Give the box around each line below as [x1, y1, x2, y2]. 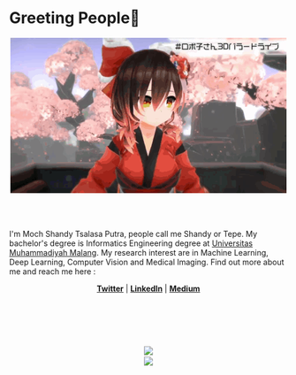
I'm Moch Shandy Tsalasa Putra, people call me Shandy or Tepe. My [9, 228, 258, 239]
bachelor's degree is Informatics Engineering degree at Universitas [9, 238, 254, 249]
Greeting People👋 [9, 8, 140, 28]
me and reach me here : [9, 265, 96, 277]
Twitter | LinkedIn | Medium [96, 283, 201, 294]
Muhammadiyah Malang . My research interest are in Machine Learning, [9, 247, 269, 257]
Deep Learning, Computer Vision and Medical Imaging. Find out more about [9, 256, 285, 267]
